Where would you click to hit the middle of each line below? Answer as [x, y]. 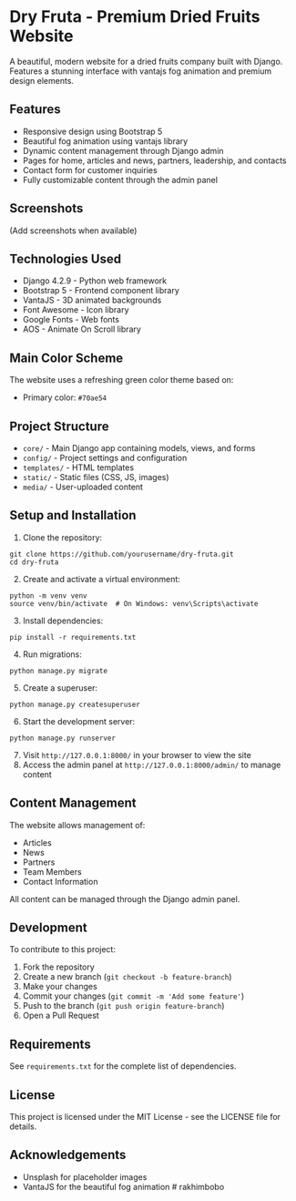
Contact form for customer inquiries [90, 169]
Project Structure [59, 426]
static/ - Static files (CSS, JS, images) [96, 477]
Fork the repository [59, 967]
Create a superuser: [60, 688]
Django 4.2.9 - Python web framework [95, 281]
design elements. [42, 80]
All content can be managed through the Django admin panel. [125, 898]
